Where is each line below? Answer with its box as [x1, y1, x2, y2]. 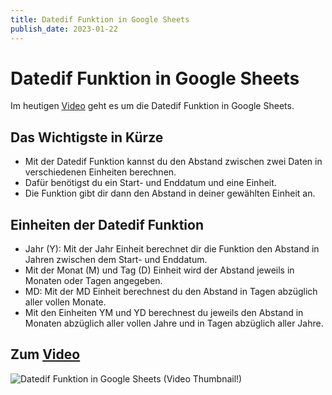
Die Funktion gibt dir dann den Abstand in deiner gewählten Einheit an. [24, 187, 316, 200]
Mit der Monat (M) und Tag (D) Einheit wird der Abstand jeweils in [24, 264, 295, 276]
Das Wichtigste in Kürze [10, 129, 164, 146]
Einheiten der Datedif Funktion [10, 216, 205, 233]
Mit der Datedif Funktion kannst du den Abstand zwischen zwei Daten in [24, 156, 323, 168]
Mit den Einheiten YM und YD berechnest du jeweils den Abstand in [24, 307, 304, 319]
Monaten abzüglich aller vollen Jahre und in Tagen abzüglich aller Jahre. [24, 317, 324, 330]
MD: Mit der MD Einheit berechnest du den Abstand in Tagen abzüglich [24, 286, 318, 298]
